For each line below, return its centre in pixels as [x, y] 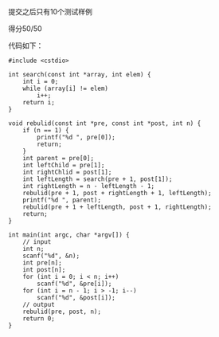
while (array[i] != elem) [66, 88]
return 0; [39, 319]
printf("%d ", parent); [62, 200]
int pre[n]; [42, 263]
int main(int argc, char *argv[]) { [69, 235]
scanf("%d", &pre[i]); [74, 284]
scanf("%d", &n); [51, 256]
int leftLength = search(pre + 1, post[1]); [98, 179]
